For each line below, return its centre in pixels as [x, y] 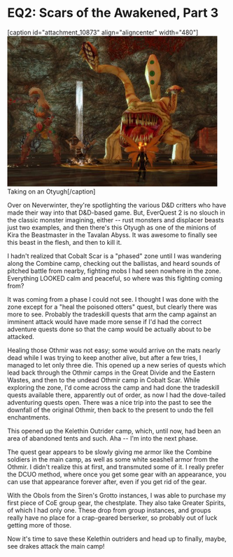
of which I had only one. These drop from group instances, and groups [109, 510]
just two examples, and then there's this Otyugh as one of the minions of [112, 227]
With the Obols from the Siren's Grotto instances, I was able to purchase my [116, 495]
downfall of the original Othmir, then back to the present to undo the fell [110, 410]
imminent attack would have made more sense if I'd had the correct [105, 321]
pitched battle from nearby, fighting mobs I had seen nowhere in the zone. [114, 271]
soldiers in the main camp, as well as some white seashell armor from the [113, 459]
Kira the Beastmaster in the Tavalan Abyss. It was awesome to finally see [112, 235]
